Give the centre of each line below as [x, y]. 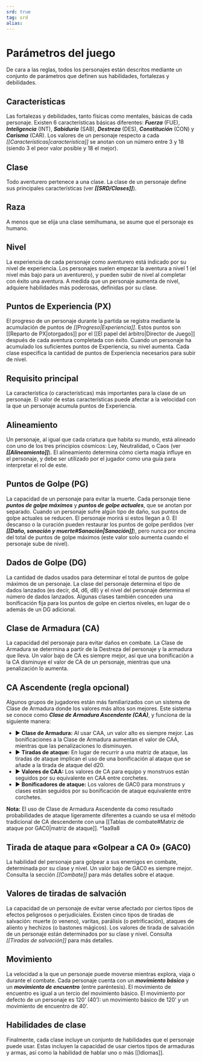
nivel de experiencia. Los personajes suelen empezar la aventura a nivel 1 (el [101, 268]
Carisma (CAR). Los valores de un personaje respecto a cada [83, 135]
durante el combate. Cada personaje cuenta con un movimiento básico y [98, 980]
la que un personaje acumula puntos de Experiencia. [71, 406]
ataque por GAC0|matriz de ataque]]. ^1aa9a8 [63, 828]
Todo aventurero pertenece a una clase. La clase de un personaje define [96, 181]
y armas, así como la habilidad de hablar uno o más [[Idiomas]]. [85, 1052]
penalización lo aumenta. [37, 669]
